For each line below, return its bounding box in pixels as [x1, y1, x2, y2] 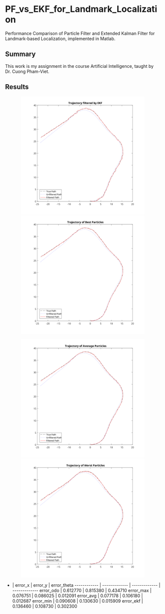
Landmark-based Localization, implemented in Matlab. [5, 36, 116, 42]
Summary [5, 50, 36, 58]
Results [5, 83, 29, 91]
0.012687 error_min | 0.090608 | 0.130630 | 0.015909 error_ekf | [12, 598, 143, 604]
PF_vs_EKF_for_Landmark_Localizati [5, 3, 158, 15]
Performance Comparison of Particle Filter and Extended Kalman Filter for [5, 30, 155, 36]
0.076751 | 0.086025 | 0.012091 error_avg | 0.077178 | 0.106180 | [12, 593, 143, 599]
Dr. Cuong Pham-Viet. [5, 68, 50, 74]
